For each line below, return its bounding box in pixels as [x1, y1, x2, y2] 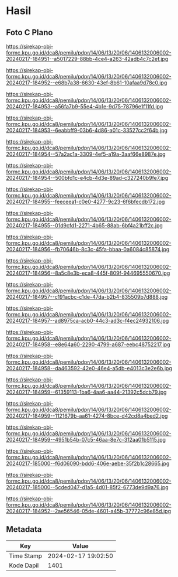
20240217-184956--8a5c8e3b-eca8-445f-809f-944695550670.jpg [6, 269, 170, 276]
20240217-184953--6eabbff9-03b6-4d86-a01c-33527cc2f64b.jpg [6, 127, 168, 134]
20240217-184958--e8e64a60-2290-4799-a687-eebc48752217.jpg [6, 341, 170, 348]
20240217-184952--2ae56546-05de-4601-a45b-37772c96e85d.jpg [6, 508, 171, 514]
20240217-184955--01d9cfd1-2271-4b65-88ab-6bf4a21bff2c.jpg [6, 222, 163, 229]
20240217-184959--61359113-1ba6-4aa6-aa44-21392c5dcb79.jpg [6, 388, 167, 395]
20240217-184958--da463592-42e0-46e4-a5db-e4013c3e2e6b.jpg [6, 365, 172, 371]
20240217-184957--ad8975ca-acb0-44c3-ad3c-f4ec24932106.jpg [6, 317, 169, 324]
